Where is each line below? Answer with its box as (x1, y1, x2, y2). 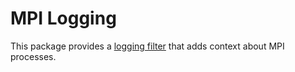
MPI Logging (10, 7, 117, 30)
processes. (10, 50, 57, 62)
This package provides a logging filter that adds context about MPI (10, 40, 285, 52)
